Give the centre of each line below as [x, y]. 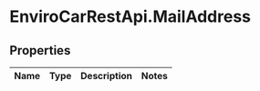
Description [106, 76]
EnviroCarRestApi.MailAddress [130, 17]
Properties [40, 51]
